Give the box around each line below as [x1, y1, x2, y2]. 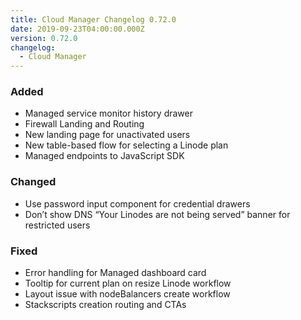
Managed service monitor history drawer [24, 107, 193, 120]
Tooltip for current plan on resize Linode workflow [24, 277, 232, 290]
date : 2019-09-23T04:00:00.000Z [10, 24, 145, 34]
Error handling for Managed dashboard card [24, 267, 207, 279]
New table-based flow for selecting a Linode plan [24, 139, 229, 151]
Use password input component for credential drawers [24, 197, 251, 210]
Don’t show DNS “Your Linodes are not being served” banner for [24, 208, 291, 220]
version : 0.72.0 [10, 33, 78, 43]
